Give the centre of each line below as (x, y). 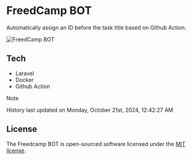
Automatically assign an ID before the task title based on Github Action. (96, 27)
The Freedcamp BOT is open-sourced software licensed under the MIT (96, 144)
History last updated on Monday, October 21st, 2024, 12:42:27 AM (90, 110)
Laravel (25, 73)
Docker (25, 79)
